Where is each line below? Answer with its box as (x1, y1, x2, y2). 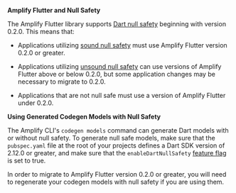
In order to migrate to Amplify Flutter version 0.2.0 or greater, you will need (7, 170, 227, 178)
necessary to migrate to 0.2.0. (17, 77, 107, 86)
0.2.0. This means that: (7, 28, 75, 35)
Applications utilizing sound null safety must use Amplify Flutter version (17, 41, 227, 49)
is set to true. (7, 156, 46, 165)
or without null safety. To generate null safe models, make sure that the (7, 134, 215, 142)
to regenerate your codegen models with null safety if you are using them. (7, 177, 225, 186)
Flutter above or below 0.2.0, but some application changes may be (17, 70, 215, 78)
